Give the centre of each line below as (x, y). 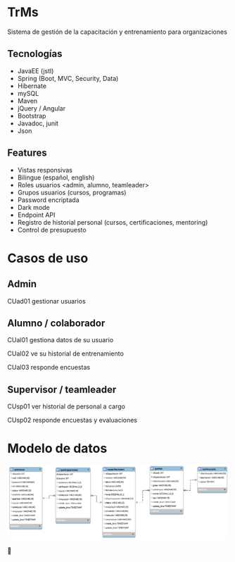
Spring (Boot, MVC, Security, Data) (68, 78)
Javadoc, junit (38, 123)
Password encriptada (48, 200)
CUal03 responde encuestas (49, 368)
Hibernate (32, 86)
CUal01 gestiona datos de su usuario (61, 340)
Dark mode (34, 207)
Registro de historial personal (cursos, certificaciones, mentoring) (113, 222)
